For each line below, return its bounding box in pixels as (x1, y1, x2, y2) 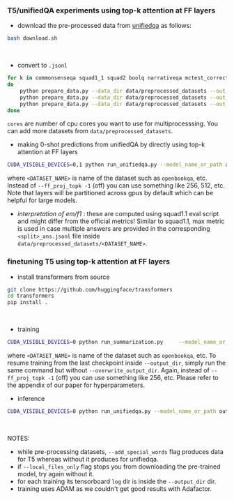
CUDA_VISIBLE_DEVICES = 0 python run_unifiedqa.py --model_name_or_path (7, 408, 217, 415)
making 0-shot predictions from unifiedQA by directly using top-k (17, 140, 205, 149)
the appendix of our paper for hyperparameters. (7, 381, 145, 389)
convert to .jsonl (17, 61, 68, 70)
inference (17, 395, 45, 403)
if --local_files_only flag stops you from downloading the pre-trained (17, 462, 221, 471)
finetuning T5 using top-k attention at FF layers (7, 257, 171, 266)
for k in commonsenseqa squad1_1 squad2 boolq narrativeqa (7, 75, 182, 82)
